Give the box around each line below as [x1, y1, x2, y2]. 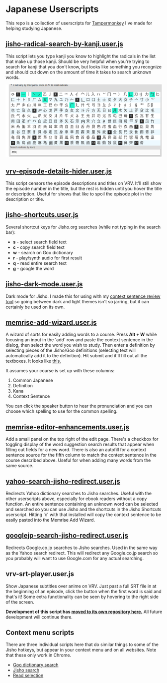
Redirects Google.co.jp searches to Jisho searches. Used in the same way [5, 545, 158, 551]
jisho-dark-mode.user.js [5, 280, 83, 288]
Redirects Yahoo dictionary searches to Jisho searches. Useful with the [5, 490, 152, 496]
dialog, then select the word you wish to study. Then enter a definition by [5, 342, 156, 348]
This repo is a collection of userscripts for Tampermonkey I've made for [5, 20, 153, 26]
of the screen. [5, 599, 34, 605]
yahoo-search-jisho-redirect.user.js [5, 477, 121, 486]
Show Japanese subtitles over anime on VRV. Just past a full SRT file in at [5, 583, 157, 589]
